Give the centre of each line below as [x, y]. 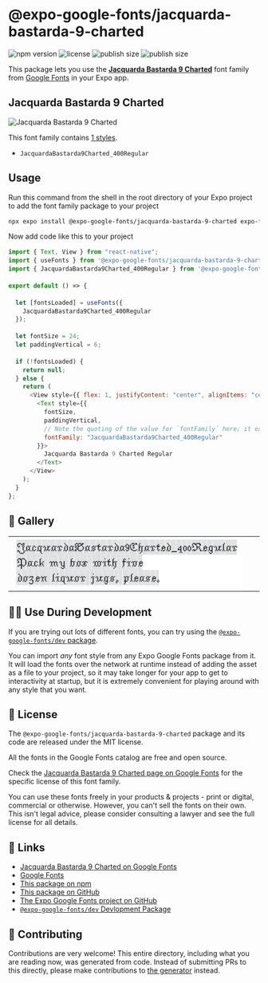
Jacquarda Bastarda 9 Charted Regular [108, 454]
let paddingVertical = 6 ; [59, 345]
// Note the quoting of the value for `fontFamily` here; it [147, 428]
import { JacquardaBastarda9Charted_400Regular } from [101, 269]
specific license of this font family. [65, 782]
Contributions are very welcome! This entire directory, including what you [129, 953]
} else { [30, 378]
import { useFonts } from [51, 261]
